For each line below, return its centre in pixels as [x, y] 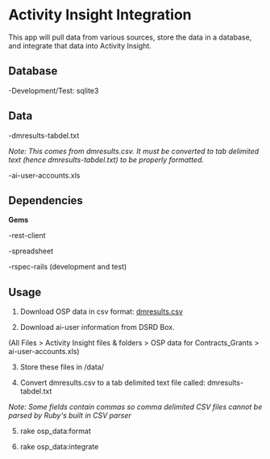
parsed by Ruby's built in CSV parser [70, 415]
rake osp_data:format [55, 431]
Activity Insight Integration [100, 15]
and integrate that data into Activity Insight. [80, 45]
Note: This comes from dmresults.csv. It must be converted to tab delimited [134, 151]
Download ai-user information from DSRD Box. [97, 328]
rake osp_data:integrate [59, 447]
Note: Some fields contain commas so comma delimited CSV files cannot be [135, 407]
